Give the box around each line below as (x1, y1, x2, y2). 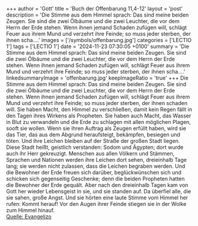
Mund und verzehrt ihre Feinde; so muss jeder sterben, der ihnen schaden (6, 100, 188, 106)
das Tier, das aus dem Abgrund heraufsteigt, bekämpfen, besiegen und (6, 131, 181, 138)
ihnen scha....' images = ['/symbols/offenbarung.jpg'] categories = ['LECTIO (6, 37, 191, 43)
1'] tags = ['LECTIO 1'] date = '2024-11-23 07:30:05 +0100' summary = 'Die (6, 43, 190, 50)
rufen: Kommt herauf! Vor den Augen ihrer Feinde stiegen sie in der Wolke (6, 200, 187, 207)
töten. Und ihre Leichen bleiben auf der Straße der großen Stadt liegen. (6, 138, 180, 144)
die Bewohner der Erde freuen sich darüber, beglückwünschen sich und (6, 169, 182, 176)
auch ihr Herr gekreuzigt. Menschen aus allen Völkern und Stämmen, (6, 150, 175, 157)
